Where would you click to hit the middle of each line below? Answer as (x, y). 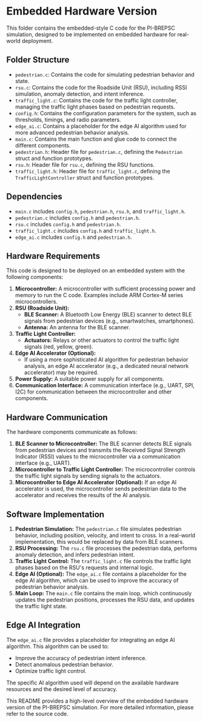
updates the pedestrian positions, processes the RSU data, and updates (105, 600)
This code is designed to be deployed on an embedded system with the (96, 270)
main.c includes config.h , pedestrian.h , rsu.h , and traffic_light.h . (100, 211)
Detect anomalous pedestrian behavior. (64, 664)
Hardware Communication (57, 417)
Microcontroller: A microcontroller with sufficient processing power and (105, 289)
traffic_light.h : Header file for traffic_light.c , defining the (93, 171)
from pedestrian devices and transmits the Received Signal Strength (100, 450)
